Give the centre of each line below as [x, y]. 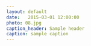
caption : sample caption [37, 34]
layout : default [27, 12]
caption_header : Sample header [45, 28]
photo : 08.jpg [24, 23]
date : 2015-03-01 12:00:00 [43, 17]
